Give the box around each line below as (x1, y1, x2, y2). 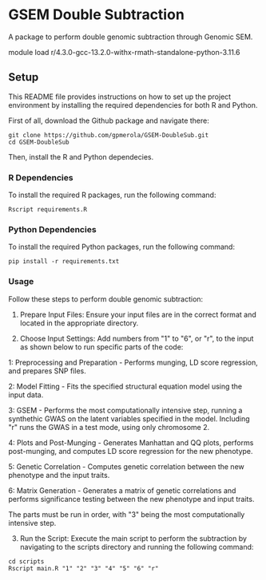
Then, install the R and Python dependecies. (8, 152, 154, 161)
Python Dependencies (8, 223, 97, 235)
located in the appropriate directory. (19, 318, 139, 328)
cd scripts (8, 557, 45, 566)
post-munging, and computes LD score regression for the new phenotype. (8, 446, 253, 456)
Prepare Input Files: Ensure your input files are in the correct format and (19, 310, 257, 319)
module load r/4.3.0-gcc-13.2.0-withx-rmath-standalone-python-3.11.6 (8, 47, 240, 57)
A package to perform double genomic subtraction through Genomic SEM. (8, 32, 253, 41)
